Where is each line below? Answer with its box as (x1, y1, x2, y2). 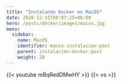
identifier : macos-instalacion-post (17, 43, 111, 49)
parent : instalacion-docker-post (17, 49, 102, 55)
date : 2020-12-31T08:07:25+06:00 (6, 15, 91, 21)
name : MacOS (17, 37, 48, 43)
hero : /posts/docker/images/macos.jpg (6, 20, 105, 26)
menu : (6, 26, 20, 32)
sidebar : (12, 32, 34, 38)
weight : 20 (17, 54, 45, 60)
